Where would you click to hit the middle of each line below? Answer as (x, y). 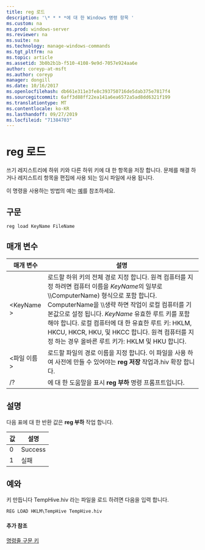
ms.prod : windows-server (38, 29)
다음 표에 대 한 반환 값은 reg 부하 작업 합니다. (60, 422)
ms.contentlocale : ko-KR (38, 108)
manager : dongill (28, 80)
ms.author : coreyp (30, 75)
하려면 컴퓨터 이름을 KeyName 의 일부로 (109, 286)
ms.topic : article (30, 57)
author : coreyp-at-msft (37, 69)
